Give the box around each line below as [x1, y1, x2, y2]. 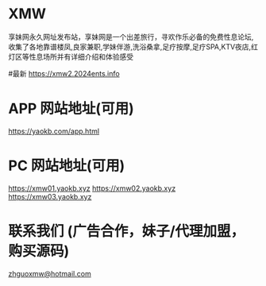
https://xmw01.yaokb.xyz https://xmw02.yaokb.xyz [8, 184, 176, 193]
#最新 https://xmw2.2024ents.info [8, 68, 121, 78]
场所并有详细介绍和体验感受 [42, 52, 133, 61]
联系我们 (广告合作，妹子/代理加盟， [8, 222, 245, 240]
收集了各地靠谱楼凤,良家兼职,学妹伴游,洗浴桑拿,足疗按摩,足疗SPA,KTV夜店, [8, 41, 252, 52]
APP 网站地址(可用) [8, 100, 134, 118]
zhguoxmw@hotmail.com [8, 269, 91, 278]
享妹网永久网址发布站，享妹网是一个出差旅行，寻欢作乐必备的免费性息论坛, [8, 32, 254, 41]
